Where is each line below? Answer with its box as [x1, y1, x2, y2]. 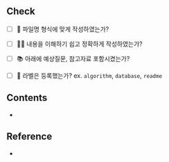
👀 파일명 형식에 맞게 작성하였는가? [16, 24, 109, 33]
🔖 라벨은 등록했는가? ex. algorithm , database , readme [16, 71, 163, 79]
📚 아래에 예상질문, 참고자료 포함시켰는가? [16, 54, 130, 63]
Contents [6, 92, 48, 104]
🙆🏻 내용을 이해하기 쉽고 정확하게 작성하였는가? [16, 40, 143, 48]
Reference [6, 131, 53, 143]
